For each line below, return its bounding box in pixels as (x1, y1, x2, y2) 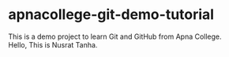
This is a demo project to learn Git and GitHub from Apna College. (8, 32, 223, 41)
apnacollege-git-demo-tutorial (8, 6, 215, 24)
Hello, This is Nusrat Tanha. (8, 40, 98, 49)
